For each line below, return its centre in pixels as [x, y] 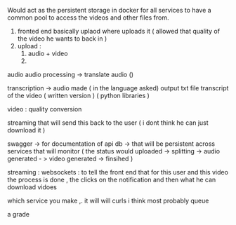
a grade [19, 214]
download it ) [26, 130]
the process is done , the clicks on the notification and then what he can [112, 179]
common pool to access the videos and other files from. [88, 18]
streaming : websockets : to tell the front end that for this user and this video [118, 172]
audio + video [48, 53]
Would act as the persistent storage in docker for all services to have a [110, 10]
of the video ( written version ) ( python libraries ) [78, 95]
